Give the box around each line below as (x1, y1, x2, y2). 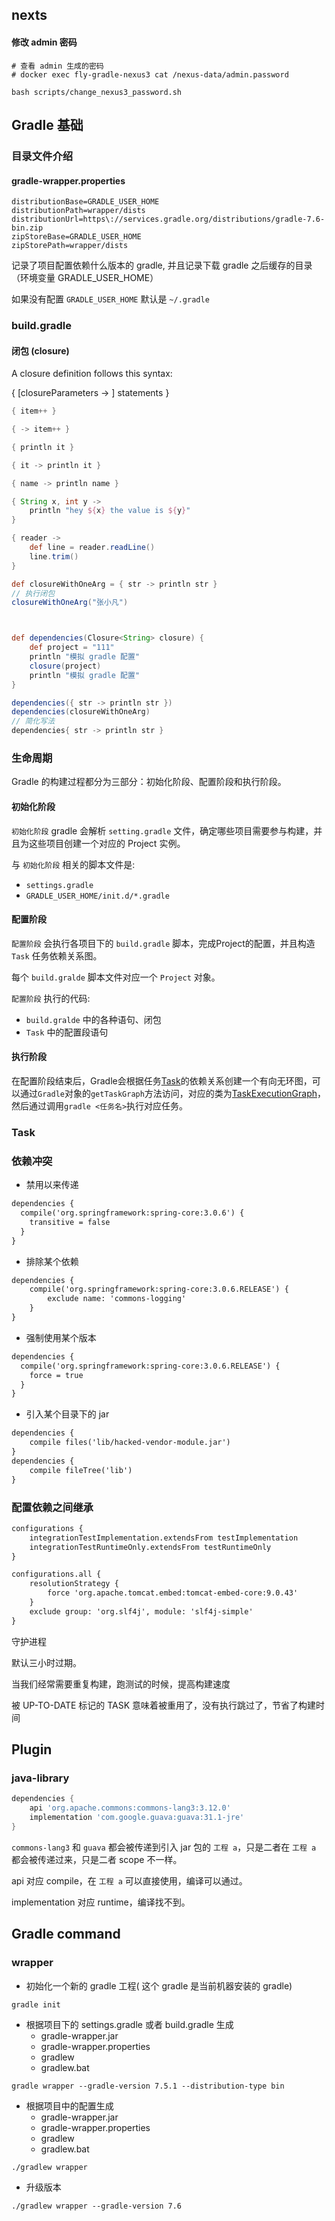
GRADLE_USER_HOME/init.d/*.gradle (25, 891, 170, 901)
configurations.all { (11, 1569, 102, 1580)
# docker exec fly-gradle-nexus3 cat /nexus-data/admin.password (11, 69, 289, 80)
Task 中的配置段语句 (25, 1026, 109, 1038)
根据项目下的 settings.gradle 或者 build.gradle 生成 (25, 2018, 234, 2030)
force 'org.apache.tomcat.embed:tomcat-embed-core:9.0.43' (47, 1588, 299, 1598)
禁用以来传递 (25, 1179, 79, 1191)
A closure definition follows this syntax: (11, 368, 173, 380)
